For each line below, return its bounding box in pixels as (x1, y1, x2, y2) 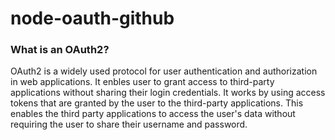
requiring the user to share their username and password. (10, 118, 248, 131)
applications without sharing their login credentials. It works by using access (10, 87, 326, 99)
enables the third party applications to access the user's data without (10, 108, 296, 120)
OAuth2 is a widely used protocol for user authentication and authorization (10, 65, 318, 77)
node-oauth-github (10, 7, 175, 30)
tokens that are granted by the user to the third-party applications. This (10, 97, 304, 109)
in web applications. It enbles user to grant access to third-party (10, 76, 275, 88)
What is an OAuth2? (10, 43, 110, 57)
